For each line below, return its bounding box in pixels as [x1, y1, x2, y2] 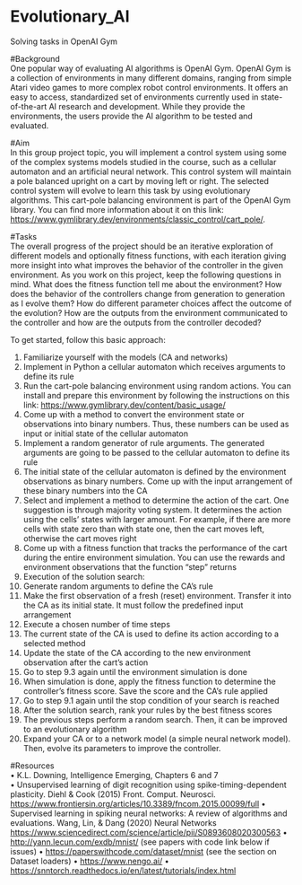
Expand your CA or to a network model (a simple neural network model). [22, 733, 291, 744]
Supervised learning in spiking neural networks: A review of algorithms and [10, 808, 288, 819]
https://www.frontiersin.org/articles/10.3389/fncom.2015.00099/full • [10, 798, 266, 809]
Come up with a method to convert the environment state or [22, 408, 245, 419]
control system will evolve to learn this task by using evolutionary [10, 185, 251, 196]
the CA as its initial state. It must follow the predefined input [22, 600, 244, 610]
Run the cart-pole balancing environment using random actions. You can [22, 380, 292, 391]
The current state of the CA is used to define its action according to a [22, 628, 280, 639]
